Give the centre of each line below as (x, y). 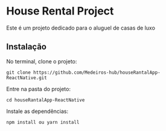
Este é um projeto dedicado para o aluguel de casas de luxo (81, 28)
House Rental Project (60, 11)
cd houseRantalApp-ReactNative (46, 100)
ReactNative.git (27, 78)
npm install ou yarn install (43, 122)
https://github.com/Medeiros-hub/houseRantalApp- (97, 72)
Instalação (27, 47)
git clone (19, 72)
